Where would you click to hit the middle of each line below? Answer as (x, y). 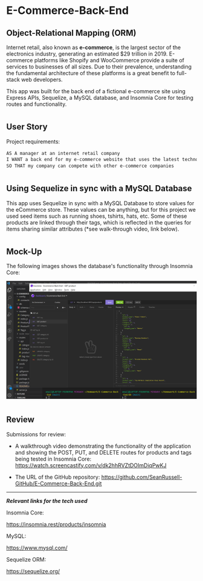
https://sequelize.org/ (33, 571)
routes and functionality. (37, 104)
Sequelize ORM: (26, 559)
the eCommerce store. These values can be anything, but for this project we (101, 209)
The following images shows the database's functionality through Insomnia (100, 266)
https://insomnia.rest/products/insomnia (56, 524)
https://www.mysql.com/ (37, 548)
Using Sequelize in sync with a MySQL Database (99, 189)
